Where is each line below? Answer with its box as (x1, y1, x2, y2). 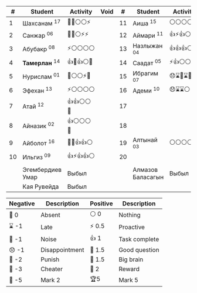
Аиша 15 (133, 18, 157, 28)
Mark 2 (40, 276, 60, 284)
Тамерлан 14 (22, 58, 60, 67)
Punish (40, 255, 60, 264)
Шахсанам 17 (22, 18, 61, 28)
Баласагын (133, 173, 164, 181)
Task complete (118, 235, 159, 243)
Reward (118, 265, 140, 273)
